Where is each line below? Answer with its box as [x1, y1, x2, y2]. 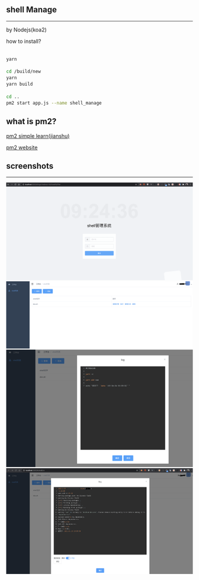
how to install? [6, 37, 41, 45]
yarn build [6, 81, 33, 87]
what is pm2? [6, 116, 57, 127]
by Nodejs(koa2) [6, 26, 47, 33]
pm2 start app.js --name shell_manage [6, 100, 102, 106]
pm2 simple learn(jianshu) [6, 132, 70, 139]
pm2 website [6, 144, 38, 151]
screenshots [6, 160, 54, 171]
